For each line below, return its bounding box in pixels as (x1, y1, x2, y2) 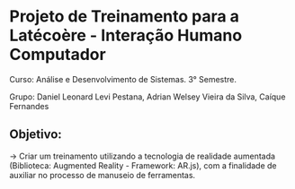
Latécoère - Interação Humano (9, 25, 243, 46)
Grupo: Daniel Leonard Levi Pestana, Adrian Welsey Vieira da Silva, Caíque (9, 91, 286, 102)
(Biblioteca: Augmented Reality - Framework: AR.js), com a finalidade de (9, 159, 277, 171)
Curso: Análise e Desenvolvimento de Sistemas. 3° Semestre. (9, 73, 237, 84)
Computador (9, 45, 106, 64)
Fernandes (9, 100, 49, 111)
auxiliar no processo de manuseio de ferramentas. (9, 169, 196, 180)
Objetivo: (9, 127, 63, 142)
